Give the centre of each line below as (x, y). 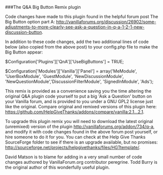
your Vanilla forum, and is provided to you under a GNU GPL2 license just (79, 101)
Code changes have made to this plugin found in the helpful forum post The (82, 16)
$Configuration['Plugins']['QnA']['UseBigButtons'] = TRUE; (65, 62)
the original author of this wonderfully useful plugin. (57, 167)
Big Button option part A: (30, 22)
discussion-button (24, 32)
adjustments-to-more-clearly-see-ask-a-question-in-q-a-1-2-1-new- (75, 27)
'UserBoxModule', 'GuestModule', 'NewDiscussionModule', (65, 76)
